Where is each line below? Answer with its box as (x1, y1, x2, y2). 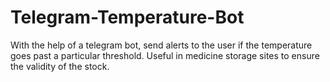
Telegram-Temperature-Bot (10, 6, 245, 29)
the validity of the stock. (10, 60, 110, 72)
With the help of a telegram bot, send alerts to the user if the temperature (10, 39, 313, 51)
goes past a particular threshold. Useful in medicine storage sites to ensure (10, 49, 320, 61)
